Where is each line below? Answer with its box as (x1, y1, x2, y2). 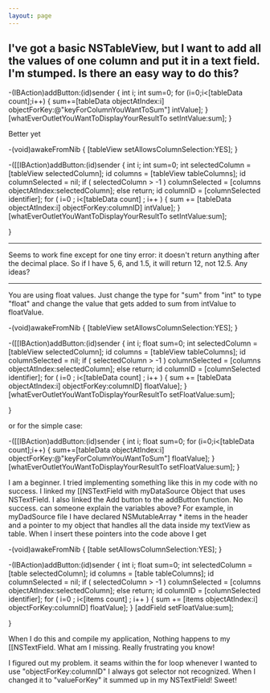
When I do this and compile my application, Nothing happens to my (8, 634, 231, 644)
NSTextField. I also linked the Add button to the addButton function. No (8, 495, 243, 505)
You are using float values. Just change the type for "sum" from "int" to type (8, 290, 262, 300)
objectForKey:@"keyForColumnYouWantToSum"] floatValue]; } (8, 453, 215, 463)
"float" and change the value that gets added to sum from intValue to (8, 299, 237, 309)
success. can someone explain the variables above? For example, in (8, 503, 234, 513)
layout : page (8, 11, 52, 20)
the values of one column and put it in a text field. (8, 54, 260, 68)
